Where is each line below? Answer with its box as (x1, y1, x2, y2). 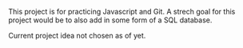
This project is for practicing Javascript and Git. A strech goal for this (8, 7, 236, 16)
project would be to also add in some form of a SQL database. (8, 15, 213, 25)
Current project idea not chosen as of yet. (8, 31, 146, 40)
